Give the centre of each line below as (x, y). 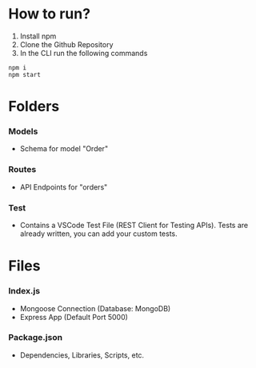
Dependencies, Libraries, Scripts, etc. (82, 355)
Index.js (24, 291)
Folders (34, 107)
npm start (25, 74)
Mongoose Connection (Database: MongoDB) (95, 308)
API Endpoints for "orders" (64, 187)
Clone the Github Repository (66, 44)
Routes (22, 170)
